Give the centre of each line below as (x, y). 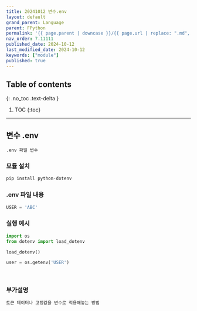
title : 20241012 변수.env (37, 11)
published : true (26, 60)
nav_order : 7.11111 (30, 39)
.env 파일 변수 (22, 150)
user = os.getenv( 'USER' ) (38, 263)
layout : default (26, 17)
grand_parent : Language (35, 22)
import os (18, 236)
